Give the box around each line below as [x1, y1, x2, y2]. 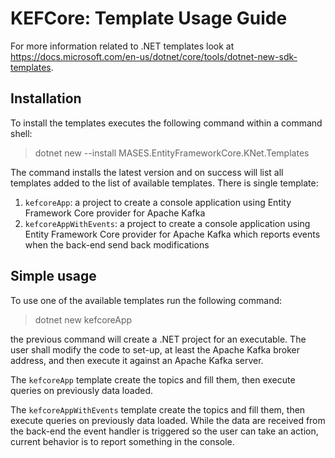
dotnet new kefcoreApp [34, 313, 133, 326]
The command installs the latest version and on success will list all [10, 166, 284, 178]
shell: [10, 127, 33, 139]
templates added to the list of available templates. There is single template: [10, 177, 319, 189]
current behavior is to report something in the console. [10, 435, 235, 447]
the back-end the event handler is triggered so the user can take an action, [10, 425, 319, 437]
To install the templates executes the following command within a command [10, 117, 323, 129]
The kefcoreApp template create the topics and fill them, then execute [10, 373, 296, 386]
